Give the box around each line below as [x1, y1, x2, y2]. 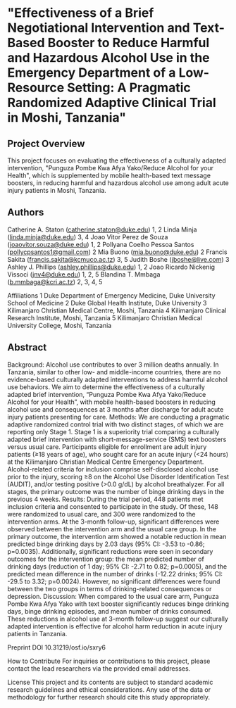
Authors [7, 206, 44, 219]
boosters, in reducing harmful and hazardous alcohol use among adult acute [7, 179, 229, 187]
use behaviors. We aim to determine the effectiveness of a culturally [7, 382, 206, 391]
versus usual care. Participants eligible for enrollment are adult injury [7, 442, 207, 451]
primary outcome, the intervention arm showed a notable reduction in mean [7, 532, 227, 541]
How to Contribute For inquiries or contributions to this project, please [7, 657, 211, 665]
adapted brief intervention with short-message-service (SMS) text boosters [7, 435, 227, 443]
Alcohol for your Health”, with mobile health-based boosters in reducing [7, 398, 216, 406]
